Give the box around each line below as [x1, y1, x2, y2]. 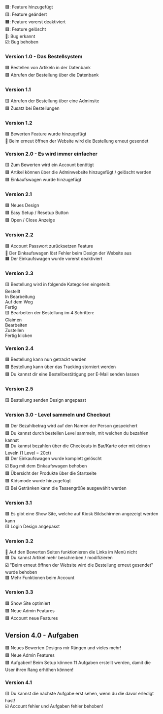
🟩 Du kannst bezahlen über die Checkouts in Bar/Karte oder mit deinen [5, 443, 150, 449]
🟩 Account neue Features [5, 615, 58, 621]
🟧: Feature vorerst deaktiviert [5, 19, 66, 25]
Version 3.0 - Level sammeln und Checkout [5, 411, 111, 418]
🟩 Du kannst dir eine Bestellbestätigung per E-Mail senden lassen [5, 371, 139, 377]
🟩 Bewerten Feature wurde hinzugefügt [5, 130, 87, 137]
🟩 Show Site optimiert [5, 600, 51, 606]
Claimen [5, 317, 22, 323]
